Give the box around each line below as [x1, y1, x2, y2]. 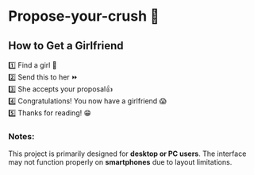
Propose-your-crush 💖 [8, 7, 160, 25]
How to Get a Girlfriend [8, 39, 125, 52]
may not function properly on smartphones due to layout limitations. [8, 157, 233, 167]
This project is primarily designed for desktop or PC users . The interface [8, 149, 247, 158]
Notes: [8, 130, 35, 142]
